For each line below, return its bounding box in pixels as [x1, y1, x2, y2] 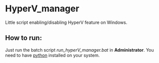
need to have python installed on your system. [5, 52, 100, 58]
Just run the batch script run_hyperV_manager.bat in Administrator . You [5, 47, 154, 53]
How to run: [5, 34, 42, 42]
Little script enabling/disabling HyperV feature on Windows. [5, 19, 128, 25]
